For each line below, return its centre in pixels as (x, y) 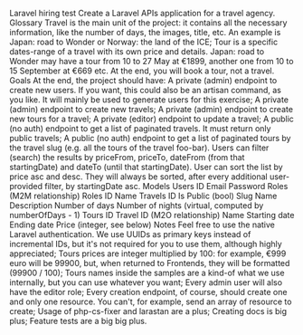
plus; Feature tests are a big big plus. (78, 321)
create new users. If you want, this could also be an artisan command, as (146, 90)
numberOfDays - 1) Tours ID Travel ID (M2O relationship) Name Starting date (152, 215)
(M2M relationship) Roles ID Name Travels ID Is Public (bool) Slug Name (143, 196)
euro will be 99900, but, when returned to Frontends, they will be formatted (150, 263)
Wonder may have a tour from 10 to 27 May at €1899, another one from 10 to (151, 61)
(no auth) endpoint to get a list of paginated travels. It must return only (140, 129)
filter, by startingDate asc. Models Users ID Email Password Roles (166, 186)
